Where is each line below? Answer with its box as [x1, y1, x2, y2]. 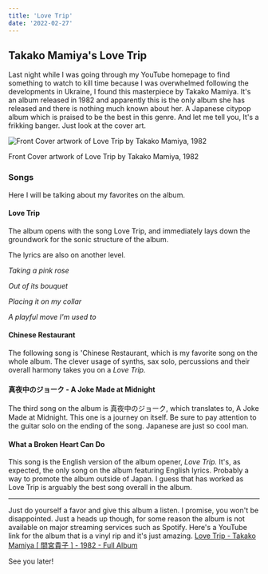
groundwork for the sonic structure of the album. [8, 234, 169, 244]
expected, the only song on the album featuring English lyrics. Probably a [8, 465, 249, 476]
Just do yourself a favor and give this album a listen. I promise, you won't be [8, 505, 259, 516]
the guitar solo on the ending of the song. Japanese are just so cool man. [8, 421, 249, 431]
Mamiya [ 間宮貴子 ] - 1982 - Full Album [8, 540, 138, 550]
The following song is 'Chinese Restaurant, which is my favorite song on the [8, 349, 258, 358]
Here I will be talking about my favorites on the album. [8, 189, 186, 200]
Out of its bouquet [8, 281, 69, 290]
